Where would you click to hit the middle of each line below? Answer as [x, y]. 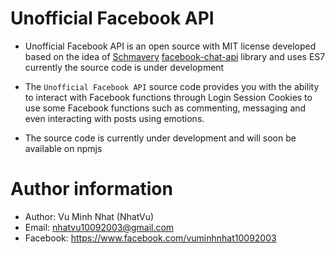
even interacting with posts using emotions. [114, 118]
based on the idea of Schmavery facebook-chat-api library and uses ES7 [175, 56]
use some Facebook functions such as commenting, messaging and [165, 108]
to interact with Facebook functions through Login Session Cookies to [168, 97]
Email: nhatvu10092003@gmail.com [99, 227]
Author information [91, 189]
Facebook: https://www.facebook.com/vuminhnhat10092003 [150, 238]
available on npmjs [63, 148]
